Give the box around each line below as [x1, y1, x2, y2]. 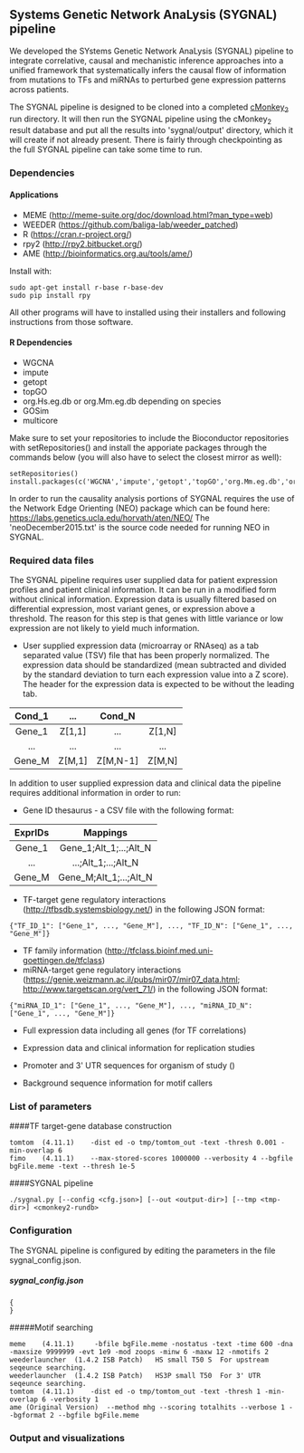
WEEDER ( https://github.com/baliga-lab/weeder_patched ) [22, 219, 239, 230]
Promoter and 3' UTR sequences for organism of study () [22, 1060, 235, 1071]
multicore [22, 415, 59, 425]
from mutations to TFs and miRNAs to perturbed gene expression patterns [9, 74, 287, 85]
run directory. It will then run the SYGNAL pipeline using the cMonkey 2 [9, 113, 272, 126]
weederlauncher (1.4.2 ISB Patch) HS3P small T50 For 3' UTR [9, 1371, 261, 1380]
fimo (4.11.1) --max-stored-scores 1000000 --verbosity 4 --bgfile [9, 1154, 294, 1163]
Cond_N [99, 710, 136, 722]
